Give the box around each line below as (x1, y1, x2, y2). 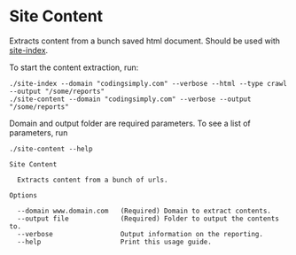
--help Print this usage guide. (17, 237, 213, 246)
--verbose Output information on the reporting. (17, 229, 264, 238)
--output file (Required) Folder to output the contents (17, 214, 279, 223)
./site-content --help (9, 144, 93, 153)
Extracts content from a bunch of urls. (17, 175, 168, 184)
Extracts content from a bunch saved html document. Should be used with (9, 35, 281, 46)
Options (9, 190, 38, 200)
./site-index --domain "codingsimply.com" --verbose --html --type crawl (9, 79, 288, 88)
